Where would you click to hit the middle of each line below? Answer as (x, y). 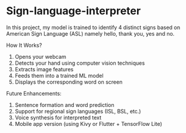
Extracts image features (44, 69)
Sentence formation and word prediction (64, 104)
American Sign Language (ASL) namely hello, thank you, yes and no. (90, 33)
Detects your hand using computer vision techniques (80, 63)
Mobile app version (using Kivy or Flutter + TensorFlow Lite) (89, 123)
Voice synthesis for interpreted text (58, 118)
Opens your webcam (41, 56)
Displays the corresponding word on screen (69, 82)
